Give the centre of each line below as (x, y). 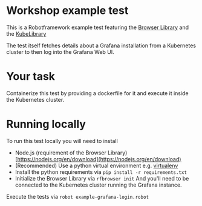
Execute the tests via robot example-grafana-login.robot (78, 196)
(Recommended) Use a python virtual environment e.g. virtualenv (96, 165)
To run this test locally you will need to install (62, 141)
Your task (31, 77)
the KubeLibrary (26, 33)
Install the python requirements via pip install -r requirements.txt (101, 172)
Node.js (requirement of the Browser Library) (71, 153)
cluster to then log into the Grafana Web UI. (60, 51)
